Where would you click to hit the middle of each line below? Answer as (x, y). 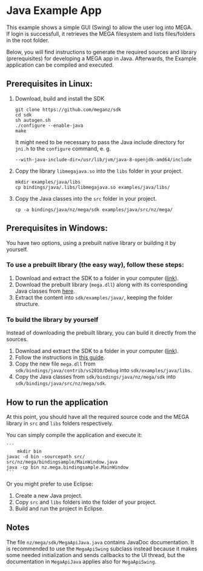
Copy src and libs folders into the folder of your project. (86, 502)
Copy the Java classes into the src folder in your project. (86, 198)
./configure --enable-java (49, 125)
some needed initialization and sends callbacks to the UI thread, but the (96, 555)
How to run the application (57, 402)
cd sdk (23, 115)
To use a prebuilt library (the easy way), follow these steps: (95, 265)
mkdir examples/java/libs (48, 182)
